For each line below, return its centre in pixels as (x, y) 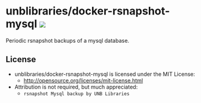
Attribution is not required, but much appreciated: (76, 87)
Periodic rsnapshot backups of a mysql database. (68, 40)
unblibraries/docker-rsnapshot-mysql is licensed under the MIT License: (104, 74)
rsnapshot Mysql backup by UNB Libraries (76, 94)
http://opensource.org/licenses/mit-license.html (83, 80)
